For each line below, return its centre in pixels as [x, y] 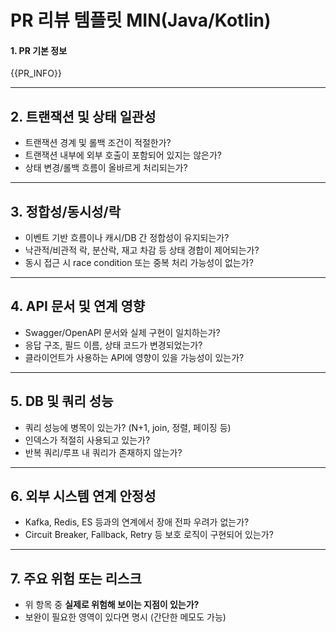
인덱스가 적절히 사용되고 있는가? [87, 440]
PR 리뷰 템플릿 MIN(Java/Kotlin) [141, 20]
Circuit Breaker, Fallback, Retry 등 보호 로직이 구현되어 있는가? [149, 535]
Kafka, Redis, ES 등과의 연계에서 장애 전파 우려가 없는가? [137, 522]
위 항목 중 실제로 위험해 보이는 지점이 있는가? [112, 605]
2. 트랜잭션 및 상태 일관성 [83, 116]
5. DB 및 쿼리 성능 [62, 401]
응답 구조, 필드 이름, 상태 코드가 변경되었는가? [113, 345]
